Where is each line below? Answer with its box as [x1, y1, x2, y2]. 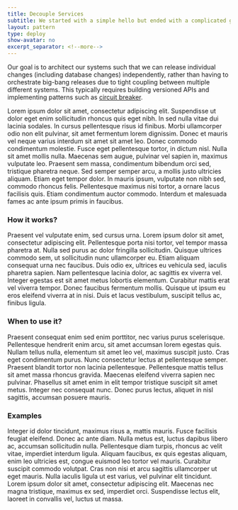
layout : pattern [7, 23, 55, 31]
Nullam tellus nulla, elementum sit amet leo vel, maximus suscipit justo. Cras [7, 348, 229, 356]
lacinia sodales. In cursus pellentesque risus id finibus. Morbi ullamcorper [7, 122, 222, 130]
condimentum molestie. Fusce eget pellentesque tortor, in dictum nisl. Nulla [7, 145, 228, 153]
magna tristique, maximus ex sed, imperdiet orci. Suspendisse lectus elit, [7, 487, 220, 495]
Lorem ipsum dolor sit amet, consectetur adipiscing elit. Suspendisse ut [7, 107, 216, 115]
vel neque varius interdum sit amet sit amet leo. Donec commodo [7, 137, 198, 145]
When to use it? [7, 316, 62, 326]
